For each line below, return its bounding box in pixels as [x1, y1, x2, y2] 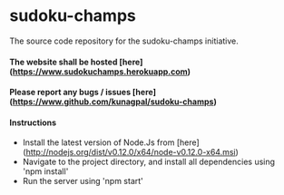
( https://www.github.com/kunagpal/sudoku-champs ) [9, 96, 218, 107]
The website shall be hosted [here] [9, 56, 143, 67]
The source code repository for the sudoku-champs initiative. [9, 35, 239, 46]
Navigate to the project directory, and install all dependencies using [22, 156, 275, 168]
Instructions [9, 117, 57, 128]
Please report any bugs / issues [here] [9, 87, 157, 98]
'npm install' [22, 166, 69, 177]
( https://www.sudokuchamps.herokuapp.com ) [9, 65, 191, 77]
